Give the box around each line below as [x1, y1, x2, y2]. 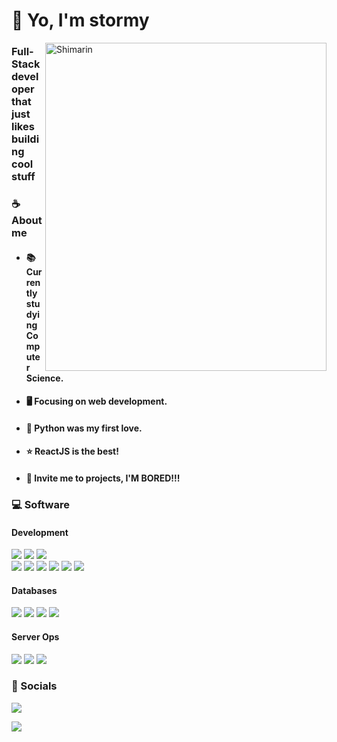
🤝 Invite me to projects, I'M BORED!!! [25, 472, 181, 484]
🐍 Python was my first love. [25, 422, 143, 434]
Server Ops [11, 630, 60, 643]
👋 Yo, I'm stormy [11, 9, 150, 32]
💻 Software [11, 497, 70, 511]
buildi [11, 132, 40, 146]
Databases [11, 584, 58, 596]
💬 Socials [11, 679, 58, 693]
